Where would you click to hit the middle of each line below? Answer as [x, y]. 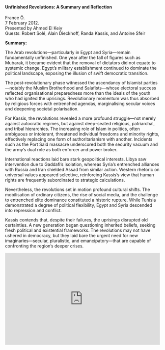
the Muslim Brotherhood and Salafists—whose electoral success [91, 88]
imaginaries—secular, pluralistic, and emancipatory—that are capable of [78, 241]
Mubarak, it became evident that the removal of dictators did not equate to [81, 63]
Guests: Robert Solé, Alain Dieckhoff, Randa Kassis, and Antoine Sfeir [75, 33]
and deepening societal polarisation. [42, 109]
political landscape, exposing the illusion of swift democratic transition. [77, 73]
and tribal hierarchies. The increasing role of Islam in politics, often [72, 129]
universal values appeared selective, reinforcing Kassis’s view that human [80, 175]
